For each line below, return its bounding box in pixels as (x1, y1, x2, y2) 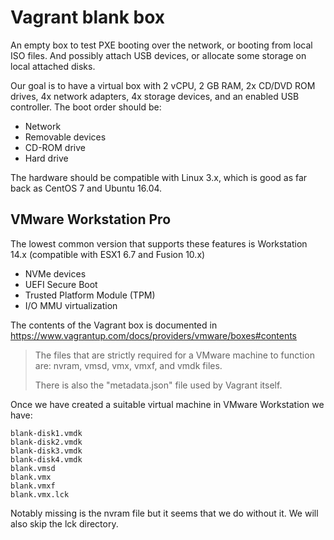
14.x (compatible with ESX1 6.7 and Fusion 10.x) (10, 248, 206, 260)
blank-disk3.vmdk (10, 446, 83, 456)
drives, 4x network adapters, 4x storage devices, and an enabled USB (10, 90, 300, 102)
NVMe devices (24, 267, 87, 280)
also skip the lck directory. (10, 517, 119, 530)
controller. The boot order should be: (10, 101, 162, 113)
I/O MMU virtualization (24, 299, 118, 311)
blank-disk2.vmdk (10, 437, 83, 447)
